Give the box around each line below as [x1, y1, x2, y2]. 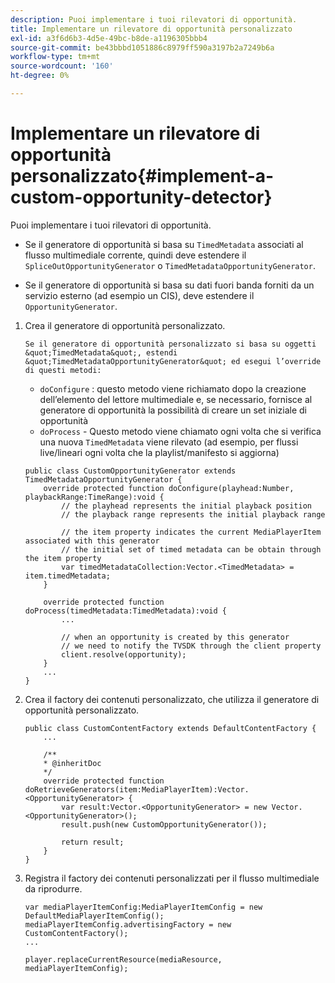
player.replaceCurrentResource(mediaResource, [24, 954, 223, 965]
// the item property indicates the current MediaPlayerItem [61, 527, 322, 537]
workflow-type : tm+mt [10, 52, 101, 62]
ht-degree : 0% [10, 71, 70, 81]
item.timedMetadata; [24, 571, 111, 581]
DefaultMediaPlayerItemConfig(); [24, 911, 165, 921]
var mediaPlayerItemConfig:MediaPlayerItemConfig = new [24, 902, 263, 912]
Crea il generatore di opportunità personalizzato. [24, 319, 226, 331]
